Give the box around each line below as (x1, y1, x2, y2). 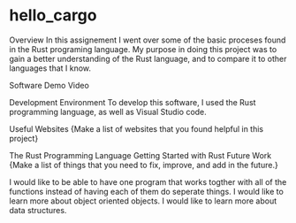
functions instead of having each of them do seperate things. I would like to (9, 186, 285, 196)
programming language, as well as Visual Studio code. (9, 106, 208, 117)
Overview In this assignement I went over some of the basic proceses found (9, 35, 286, 45)
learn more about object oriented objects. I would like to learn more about (9, 196, 277, 206)
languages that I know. (9, 63, 91, 73)
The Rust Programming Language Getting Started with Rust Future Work (9, 150, 272, 160)
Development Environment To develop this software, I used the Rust (9, 96, 256, 107)
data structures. (9, 204, 67, 215)
